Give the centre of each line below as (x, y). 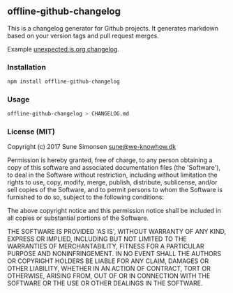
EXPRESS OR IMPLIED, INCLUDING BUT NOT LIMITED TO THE (97, 239)
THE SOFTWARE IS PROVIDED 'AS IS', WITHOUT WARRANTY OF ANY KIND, (117, 232)
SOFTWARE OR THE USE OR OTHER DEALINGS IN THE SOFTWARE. (105, 283)
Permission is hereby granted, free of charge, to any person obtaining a (110, 160)
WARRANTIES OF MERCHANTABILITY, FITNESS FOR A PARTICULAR (106, 246)
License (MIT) (31, 132)
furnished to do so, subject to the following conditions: (85, 197)
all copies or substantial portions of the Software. (78, 218)
